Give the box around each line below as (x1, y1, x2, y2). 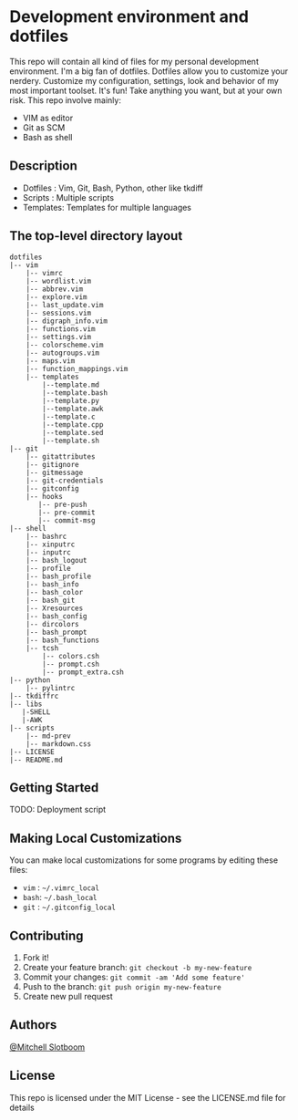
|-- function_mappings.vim (26, 364, 128, 373)
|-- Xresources (26, 604, 84, 613)
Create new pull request (22, 991, 114, 1001)
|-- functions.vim (26, 324, 96, 334)
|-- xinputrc (26, 540, 76, 549)
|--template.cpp (42, 420, 104, 430)
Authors (9, 1017, 57, 1032)
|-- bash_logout (26, 555, 88, 565)
